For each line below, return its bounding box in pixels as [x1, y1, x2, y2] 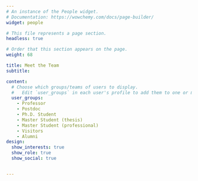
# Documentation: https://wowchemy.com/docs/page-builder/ [6, 14, 154, 20]
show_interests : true [11, 144, 65, 150]
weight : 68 [6, 52, 33, 58]
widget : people [6, 19, 44, 25]
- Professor [16, 101, 46, 107]
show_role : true [11, 150, 51, 156]
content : [6, 78, 28, 84]
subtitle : [6, 68, 31, 74]
